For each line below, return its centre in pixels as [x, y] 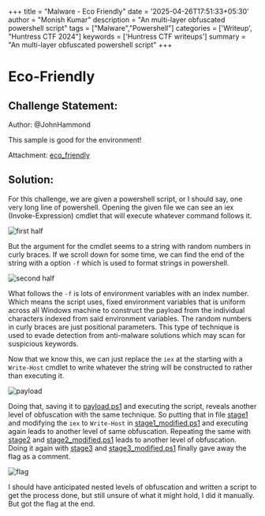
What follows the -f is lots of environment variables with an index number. [129, 293]
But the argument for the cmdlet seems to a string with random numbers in [129, 246]
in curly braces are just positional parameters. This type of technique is [124, 327]
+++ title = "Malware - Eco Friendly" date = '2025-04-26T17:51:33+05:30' [129, 11]
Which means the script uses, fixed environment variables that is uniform [127, 302]
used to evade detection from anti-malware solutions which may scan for [127, 335]
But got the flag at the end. [52, 503]
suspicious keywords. [43, 343]
